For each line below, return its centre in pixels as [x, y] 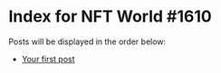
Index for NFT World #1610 [110, 17]
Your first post [48, 59]
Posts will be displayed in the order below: [87, 41]
